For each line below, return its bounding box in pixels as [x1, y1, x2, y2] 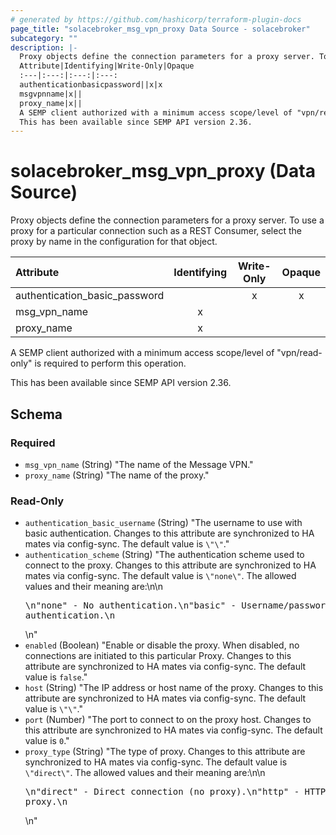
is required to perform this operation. [34, 357, 187, 370]
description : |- [10, 42, 78, 53]
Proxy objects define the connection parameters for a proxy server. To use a [10, 214, 325, 226]
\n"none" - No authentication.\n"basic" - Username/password [24, 600, 332, 611]
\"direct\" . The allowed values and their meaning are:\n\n [24, 767, 266, 779]
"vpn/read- [276, 347, 323, 359]
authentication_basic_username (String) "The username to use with [24, 517, 303, 529]
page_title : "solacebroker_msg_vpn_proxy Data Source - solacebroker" [10, 24, 311, 34]
